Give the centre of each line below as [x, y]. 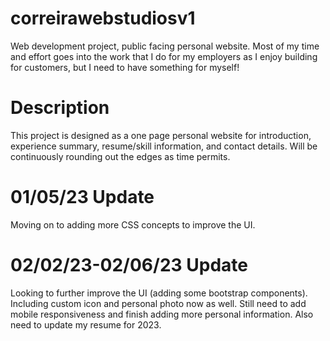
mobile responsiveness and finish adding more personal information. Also [162, 314]
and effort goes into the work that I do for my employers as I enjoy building [164, 56]
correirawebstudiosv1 [103, 18]
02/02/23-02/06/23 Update [129, 265]
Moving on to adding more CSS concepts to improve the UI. [133, 224]
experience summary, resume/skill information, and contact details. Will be [164, 146]
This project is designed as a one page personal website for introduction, [161, 135]
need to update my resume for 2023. [86, 324]
